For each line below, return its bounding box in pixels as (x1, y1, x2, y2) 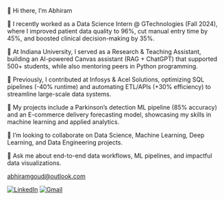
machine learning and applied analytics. (7, 118, 120, 126)
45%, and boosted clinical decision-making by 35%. (7, 34, 155, 42)
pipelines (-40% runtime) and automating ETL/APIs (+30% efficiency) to (7, 83, 211, 90)
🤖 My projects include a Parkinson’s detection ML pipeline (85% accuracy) (7, 103, 218, 111)
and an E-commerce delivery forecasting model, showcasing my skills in (7, 110, 212, 118)
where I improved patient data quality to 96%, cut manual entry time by (7, 27, 208, 35)
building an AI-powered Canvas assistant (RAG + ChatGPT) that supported (7, 55, 218, 63)
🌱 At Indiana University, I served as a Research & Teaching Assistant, (7, 48, 201, 55)
